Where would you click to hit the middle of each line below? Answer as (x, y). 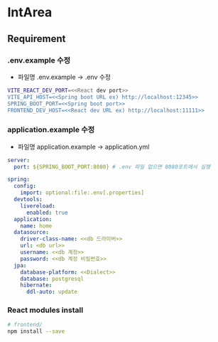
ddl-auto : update (52, 292)
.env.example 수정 (39, 60)
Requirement (37, 39)
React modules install (45, 310)
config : (25, 186)
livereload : (38, 206)
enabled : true (47, 213)
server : (19, 160)
